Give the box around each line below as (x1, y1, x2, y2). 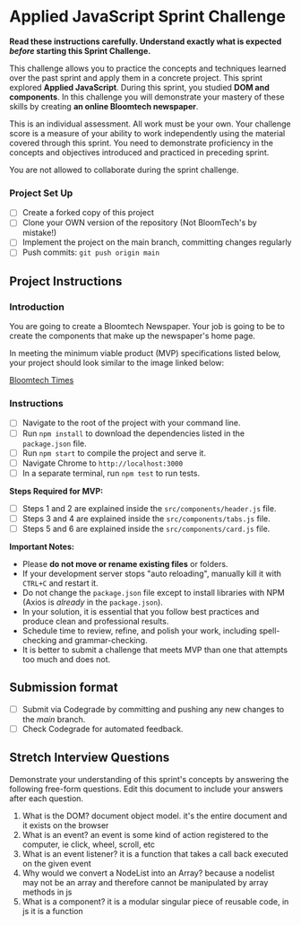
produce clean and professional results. (21, 615, 169, 626)
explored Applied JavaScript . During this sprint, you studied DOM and (9, 82, 271, 92)
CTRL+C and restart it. (21, 577, 99, 589)
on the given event (21, 858, 91, 868)
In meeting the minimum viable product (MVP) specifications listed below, (9, 348, 281, 359)
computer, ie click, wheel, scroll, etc (21, 839, 155, 850)
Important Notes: (9, 541, 74, 552)
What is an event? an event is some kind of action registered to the (21, 829, 269, 840)
